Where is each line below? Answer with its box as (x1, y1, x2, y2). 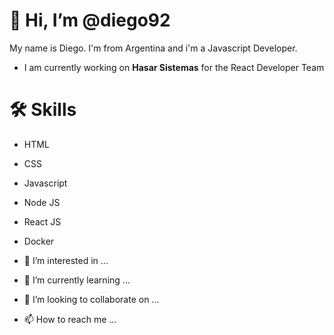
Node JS (23, 196, 61, 208)
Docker (23, 235, 55, 247)
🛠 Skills (9, 99, 77, 121)
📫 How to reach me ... (23, 313, 117, 325)
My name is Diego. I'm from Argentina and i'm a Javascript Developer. (9, 42, 298, 54)
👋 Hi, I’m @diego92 (9, 9, 171, 32)
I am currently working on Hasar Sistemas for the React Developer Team (23, 61, 325, 73)
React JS (23, 215, 62, 228)
